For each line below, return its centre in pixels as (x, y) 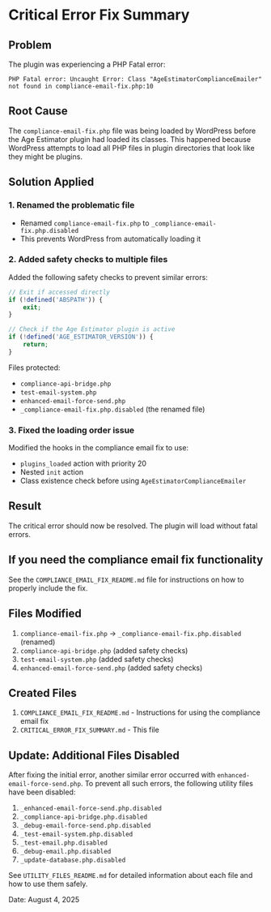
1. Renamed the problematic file (72, 205)
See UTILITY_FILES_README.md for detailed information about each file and (131, 875)
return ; (36, 345)
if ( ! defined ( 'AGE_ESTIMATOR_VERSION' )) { (81, 337)
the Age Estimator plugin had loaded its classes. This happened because (130, 139)
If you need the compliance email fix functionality (136, 560)
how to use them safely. (48, 884)
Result (25, 506)
